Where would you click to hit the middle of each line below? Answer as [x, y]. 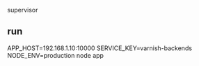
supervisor [23, 10]
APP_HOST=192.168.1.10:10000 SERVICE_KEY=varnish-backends [100, 48]
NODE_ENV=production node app [56, 55]
